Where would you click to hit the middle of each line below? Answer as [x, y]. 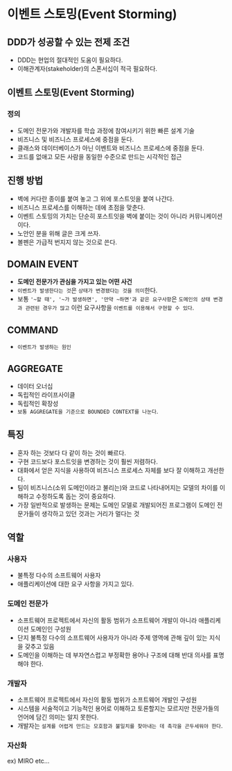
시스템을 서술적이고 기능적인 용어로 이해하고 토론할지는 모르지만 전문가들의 [118, 709]
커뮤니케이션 [206, 216]
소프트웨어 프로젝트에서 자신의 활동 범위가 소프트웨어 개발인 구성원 [107, 700]
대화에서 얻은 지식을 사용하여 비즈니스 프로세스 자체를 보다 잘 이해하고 [111, 470]
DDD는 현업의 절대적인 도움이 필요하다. [70, 60]
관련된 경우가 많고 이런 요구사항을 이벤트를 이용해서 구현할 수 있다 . [110, 308]
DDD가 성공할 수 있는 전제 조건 [69, 42]
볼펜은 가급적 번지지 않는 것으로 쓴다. [67, 242]
